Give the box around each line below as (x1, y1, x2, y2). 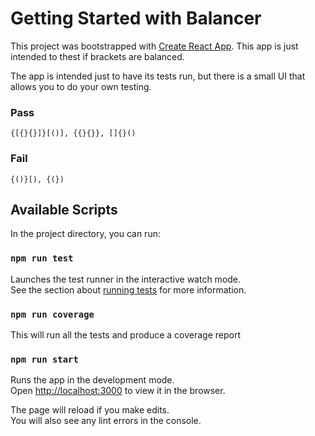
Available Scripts (10, 201, 118, 218)
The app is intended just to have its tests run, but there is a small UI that (10, 70, 306, 82)
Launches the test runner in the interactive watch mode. (10, 273, 242, 285)
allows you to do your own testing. (10, 80, 152, 92)
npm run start (10, 353, 79, 365)
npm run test (10, 253, 74, 264)
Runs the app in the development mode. (10, 374, 175, 386)
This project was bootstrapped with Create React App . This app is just (10, 40, 299, 52)
